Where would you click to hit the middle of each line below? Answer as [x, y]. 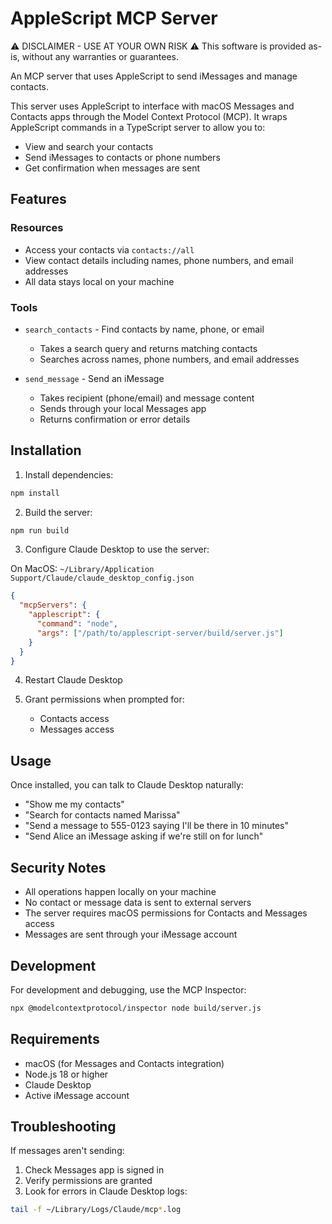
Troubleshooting [63, 1126]
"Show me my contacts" [74, 804]
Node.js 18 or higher [66, 1074]
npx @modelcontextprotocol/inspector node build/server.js [136, 1008]
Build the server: [58, 512]
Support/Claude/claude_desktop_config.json [102, 578]
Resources [37, 228]
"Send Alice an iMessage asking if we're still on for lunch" [144, 836]
